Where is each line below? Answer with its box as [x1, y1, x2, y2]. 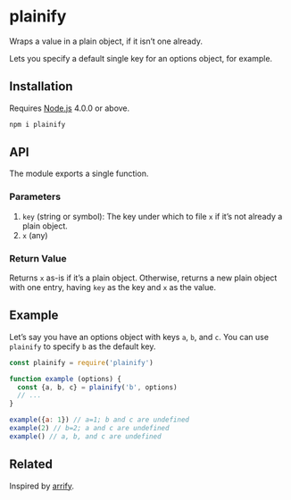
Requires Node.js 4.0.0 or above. [9, 103, 130, 113]
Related [9, 457, 54, 472]
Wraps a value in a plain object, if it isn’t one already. [9, 36, 204, 46]
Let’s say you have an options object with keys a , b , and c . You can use [9, 331, 270, 342]
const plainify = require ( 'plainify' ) [9, 358, 154, 367]
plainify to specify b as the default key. [9, 341, 156, 352]
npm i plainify [9, 120, 66, 129]
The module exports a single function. [9, 168, 149, 179]
